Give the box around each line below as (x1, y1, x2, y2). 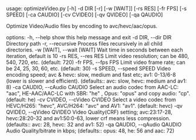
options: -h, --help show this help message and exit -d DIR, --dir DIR (6, 34, 172, 40)
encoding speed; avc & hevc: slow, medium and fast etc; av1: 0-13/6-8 (6, 71, 176, 78)
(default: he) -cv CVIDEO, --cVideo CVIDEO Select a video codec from (6, 96, 176, 103)
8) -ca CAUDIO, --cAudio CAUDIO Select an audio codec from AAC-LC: (6, 84, 179, 90)
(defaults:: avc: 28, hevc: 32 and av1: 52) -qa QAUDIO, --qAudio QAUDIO (6, 121, 182, 128)
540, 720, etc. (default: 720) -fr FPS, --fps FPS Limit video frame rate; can (6, 59, 186, 66)
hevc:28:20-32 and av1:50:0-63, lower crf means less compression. (6, 115, 171, 122)
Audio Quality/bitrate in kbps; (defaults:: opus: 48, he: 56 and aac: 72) (6, 127, 175, 134)
